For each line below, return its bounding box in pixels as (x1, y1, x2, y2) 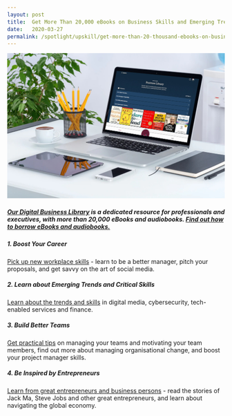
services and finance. (31, 305, 93, 314)
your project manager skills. (7, 353, 86, 361)
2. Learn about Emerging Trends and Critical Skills (7, 281, 155, 289)
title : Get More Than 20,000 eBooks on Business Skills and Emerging (7, 18, 215, 26)
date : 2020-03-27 (7, 26, 64, 32)
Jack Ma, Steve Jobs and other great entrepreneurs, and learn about (7, 394, 202, 402)
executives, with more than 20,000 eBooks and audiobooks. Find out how (7, 215, 224, 223)
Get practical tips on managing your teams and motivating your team (7, 339, 202, 347)
